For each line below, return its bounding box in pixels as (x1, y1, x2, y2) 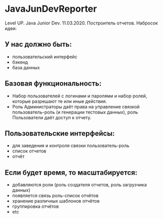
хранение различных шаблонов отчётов (12, 198, 100, 204)
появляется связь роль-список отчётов (12, 193, 99, 199)
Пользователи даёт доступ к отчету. (12, 114, 92, 120)
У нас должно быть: (5, 40, 72, 49)
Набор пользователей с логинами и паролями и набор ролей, (12, 93, 147, 99)
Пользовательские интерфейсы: (5, 129, 115, 138)
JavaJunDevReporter (5, 3, 97, 15)
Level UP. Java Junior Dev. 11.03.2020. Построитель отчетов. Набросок (5, 20, 158, 26)
